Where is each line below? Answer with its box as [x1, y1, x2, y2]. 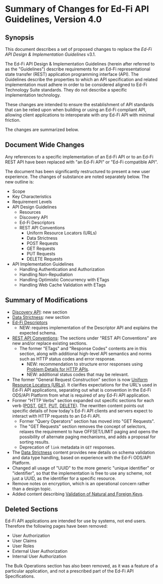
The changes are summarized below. [5, 127, 79, 133]
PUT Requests [26, 250, 55, 256]
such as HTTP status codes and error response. [19, 356, 116, 361]
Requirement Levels [12, 199, 52, 204]
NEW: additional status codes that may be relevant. [26, 371, 129, 377]
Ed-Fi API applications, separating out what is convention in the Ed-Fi [12, 387, 151, 393]
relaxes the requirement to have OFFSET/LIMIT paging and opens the [19, 428, 158, 434]
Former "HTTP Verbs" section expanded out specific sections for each [12, 397, 154, 403]
